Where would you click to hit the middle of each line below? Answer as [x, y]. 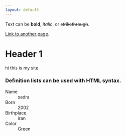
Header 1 [24, 54]
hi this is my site [22, 67]
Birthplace [16, 112]
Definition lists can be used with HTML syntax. [63, 80]
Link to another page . [27, 33]
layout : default [22, 10]
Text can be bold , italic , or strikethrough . [47, 24]
